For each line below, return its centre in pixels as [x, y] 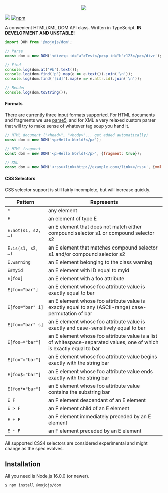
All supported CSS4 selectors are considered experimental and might [77, 443]
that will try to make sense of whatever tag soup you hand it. [67, 126]
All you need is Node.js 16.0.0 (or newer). [47, 476]
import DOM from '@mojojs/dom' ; [39, 42]
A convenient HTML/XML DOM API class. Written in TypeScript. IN [73, 27]
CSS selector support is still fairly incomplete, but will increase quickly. [78, 190]
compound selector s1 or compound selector [101, 233]
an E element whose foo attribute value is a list [103, 336]
